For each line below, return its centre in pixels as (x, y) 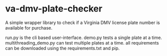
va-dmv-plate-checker (54, 9)
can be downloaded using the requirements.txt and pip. (62, 48)
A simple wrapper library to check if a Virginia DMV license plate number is (83, 22)
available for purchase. (29, 27)
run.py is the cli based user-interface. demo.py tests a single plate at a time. (83, 37)
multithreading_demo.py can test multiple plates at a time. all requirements (82, 42)
